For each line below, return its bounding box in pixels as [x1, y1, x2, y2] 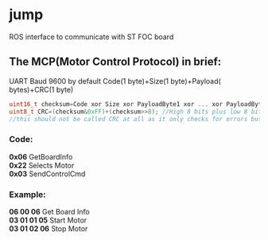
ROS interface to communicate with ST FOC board [9, 32, 174, 41]
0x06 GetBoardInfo [9, 151, 73, 161]
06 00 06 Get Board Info [9, 207, 90, 216]
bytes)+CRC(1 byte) [9, 85, 74, 94]
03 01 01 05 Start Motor [9, 215, 87, 225]
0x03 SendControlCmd [9, 169, 86, 179]
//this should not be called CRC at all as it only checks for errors [9, 115, 248, 123]
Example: [9, 189, 46, 200]
